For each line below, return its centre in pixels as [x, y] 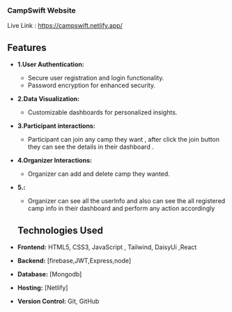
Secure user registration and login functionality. [96, 78]
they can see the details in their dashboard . [91, 147]
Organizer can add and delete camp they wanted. [99, 174]
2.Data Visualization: [48, 99]
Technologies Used [60, 230]
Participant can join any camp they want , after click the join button [123, 140]
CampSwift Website [42, 10]
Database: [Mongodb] [49, 274]
